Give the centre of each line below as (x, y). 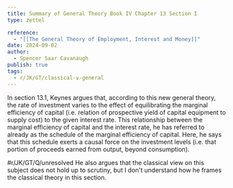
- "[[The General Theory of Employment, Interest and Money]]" (107, 39)
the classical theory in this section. (57, 177)
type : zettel (26, 20)
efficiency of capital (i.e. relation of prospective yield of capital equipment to (116, 112)
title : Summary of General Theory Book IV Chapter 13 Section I (102, 14)
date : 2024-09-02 (32, 46)
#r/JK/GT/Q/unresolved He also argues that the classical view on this (106, 162)
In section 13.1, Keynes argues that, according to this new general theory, (112, 97)
